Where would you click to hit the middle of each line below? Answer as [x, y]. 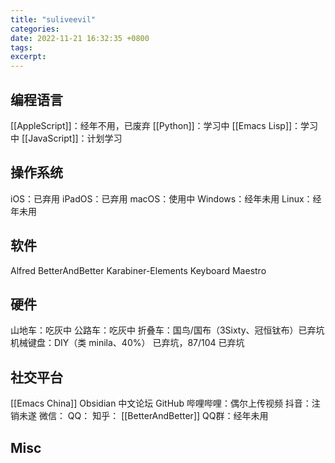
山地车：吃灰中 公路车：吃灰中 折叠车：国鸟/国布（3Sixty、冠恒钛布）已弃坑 [167, 330]
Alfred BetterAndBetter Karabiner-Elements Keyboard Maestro [138, 270]
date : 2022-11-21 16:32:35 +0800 [80, 38]
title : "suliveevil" [53, 19]
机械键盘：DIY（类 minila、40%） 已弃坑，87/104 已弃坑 [127, 343]
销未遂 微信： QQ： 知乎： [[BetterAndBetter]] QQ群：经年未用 [139, 416]
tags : [21, 47]
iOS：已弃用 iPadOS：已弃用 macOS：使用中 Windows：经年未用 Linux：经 [166, 198]
